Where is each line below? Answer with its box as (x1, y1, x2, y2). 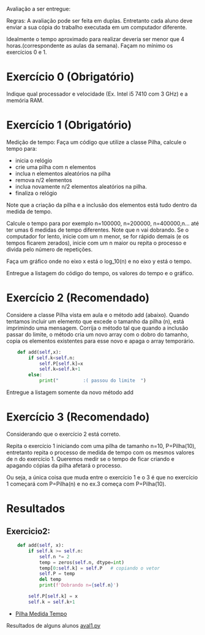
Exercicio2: (6, 526, 51, 536)
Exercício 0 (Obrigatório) (6, 70, 135, 84)
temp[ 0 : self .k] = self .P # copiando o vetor (39, 565, 160, 571)
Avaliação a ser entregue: (6, 6, 71, 12)
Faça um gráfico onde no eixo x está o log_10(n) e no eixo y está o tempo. (6, 257, 192, 265)
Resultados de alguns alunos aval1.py (6, 622, 101, 629)
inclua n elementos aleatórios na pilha (15, 170, 111, 177)
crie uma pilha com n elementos (15, 163, 96, 170)
